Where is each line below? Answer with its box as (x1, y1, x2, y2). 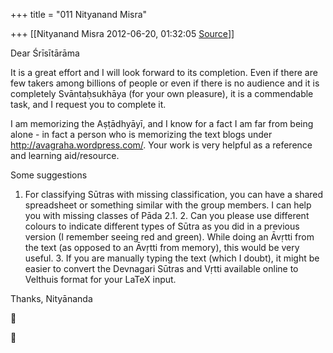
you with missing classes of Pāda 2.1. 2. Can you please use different (24, 210, 310, 221)
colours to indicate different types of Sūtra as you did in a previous (24, 220, 300, 232)
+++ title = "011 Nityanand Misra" (10, 9, 148, 20)
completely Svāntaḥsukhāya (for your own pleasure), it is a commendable (10, 88, 314, 99)
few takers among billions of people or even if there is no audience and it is (10, 77, 320, 89)
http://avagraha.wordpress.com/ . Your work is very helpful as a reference (10, 139, 313, 151)
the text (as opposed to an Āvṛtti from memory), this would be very (24, 242, 300, 253)
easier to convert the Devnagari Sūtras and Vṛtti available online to (24, 263, 299, 274)
